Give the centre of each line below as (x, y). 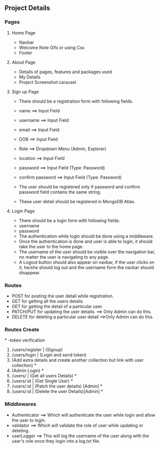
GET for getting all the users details (47, 301)
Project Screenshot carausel (47, 82)
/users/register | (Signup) (37, 350)
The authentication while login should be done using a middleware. (87, 236)
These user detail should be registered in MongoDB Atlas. (77, 201)
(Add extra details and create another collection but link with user (78, 360)
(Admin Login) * (28, 370)
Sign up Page (25, 92)
